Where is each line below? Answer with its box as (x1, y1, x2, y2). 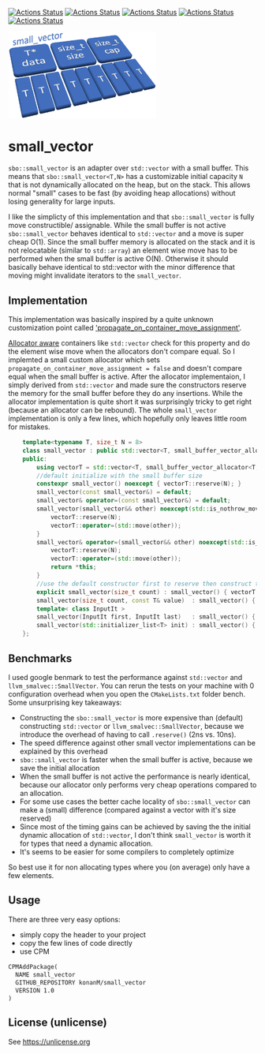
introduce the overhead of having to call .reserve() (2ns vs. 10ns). (19, 730, 237, 739)
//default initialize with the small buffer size (36, 472, 203, 480)
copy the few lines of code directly (19, 938, 132, 947)
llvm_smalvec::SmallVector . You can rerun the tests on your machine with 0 (8, 681, 255, 690)
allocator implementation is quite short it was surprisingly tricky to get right (8, 397, 252, 406)
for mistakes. (8, 422, 50, 432)
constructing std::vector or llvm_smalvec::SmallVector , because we (19, 721, 244, 731)
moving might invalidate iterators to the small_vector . (8, 271, 181, 280)
